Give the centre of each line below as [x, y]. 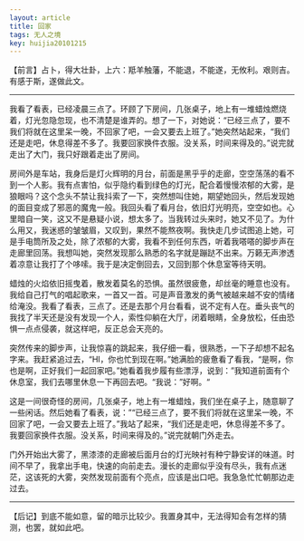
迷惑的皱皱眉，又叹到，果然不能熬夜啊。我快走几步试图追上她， [167, 230]
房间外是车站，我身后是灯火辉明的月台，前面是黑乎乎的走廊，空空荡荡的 [144, 174]
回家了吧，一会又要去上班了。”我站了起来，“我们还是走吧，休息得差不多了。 [150, 424]
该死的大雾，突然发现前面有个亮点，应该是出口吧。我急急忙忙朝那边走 [164, 478]
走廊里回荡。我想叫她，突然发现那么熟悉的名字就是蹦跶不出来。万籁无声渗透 [152, 253]
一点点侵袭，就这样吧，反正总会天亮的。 [92, 329]
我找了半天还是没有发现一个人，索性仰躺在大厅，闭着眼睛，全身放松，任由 [148, 317]
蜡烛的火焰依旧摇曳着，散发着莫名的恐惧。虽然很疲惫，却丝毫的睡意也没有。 [152, 284]
